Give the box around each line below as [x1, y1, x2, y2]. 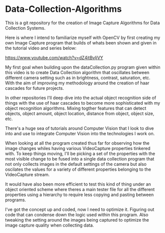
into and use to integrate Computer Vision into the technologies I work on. [5, 130, 155, 136]
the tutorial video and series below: [5, 45, 77, 51]
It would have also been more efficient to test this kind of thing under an [5, 181, 151, 187]
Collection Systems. [5, 25, 46, 31]
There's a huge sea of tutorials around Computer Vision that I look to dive [5, 125, 154, 131]
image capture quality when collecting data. [5, 222, 95, 228]
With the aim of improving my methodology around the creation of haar [5, 80, 149, 86]
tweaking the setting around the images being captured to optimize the [5, 217, 149, 223]
